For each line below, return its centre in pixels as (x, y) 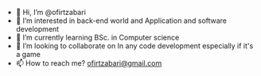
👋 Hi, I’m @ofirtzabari (51, 12)
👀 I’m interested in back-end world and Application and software (121, 21)
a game (28, 54)
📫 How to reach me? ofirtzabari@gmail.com (89, 63)
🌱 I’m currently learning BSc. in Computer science (97, 37)
